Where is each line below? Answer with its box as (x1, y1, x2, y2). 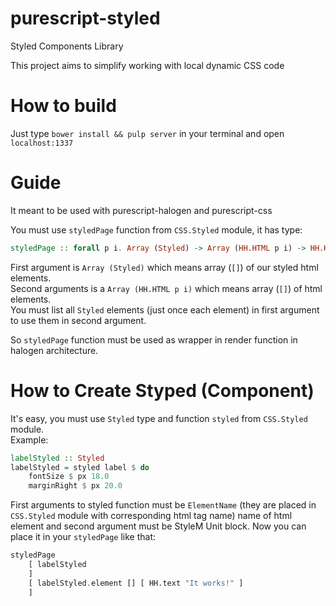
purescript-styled (10, 7, 161, 30)
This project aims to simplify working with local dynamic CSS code (10, 59, 285, 71)
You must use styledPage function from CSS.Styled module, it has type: (10, 223, 303, 236)
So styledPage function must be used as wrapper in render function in (10, 333, 298, 346)
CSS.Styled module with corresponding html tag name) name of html (10, 510, 293, 522)
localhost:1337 (10, 138, 74, 148)
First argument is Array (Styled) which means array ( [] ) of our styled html (10, 261, 319, 273)
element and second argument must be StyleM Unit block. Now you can (10, 520, 307, 532)
